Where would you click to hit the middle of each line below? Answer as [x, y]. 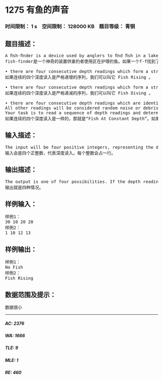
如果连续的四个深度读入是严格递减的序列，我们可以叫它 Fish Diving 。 [79, 93]
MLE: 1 [12, 360]
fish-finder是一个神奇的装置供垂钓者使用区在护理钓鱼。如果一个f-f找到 [81, 61]
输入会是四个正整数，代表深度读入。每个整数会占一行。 [60, 153]
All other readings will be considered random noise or [73, 108]
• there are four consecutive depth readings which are [73, 103]
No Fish [14, 267]
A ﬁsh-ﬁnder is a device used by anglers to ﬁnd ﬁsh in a [75, 56]
